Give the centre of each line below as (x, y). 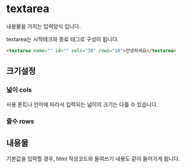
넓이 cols (19, 90)
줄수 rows (20, 121)
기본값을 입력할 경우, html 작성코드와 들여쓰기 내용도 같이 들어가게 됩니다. (93, 159)
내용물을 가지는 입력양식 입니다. (44, 26)
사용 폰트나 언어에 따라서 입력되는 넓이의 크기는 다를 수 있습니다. (82, 104)
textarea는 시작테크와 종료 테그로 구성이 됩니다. (63, 39)
